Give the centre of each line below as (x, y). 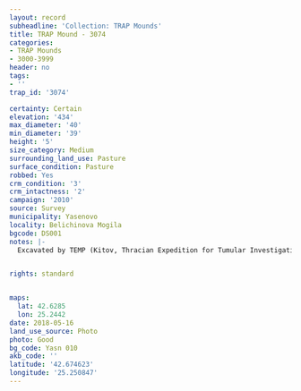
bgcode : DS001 (36, 234)
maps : (19, 298)
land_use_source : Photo (54, 331)
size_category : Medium (52, 150)
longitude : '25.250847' (54, 373)
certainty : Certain (46, 108)
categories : (31, 42)
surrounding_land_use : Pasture (68, 158)
